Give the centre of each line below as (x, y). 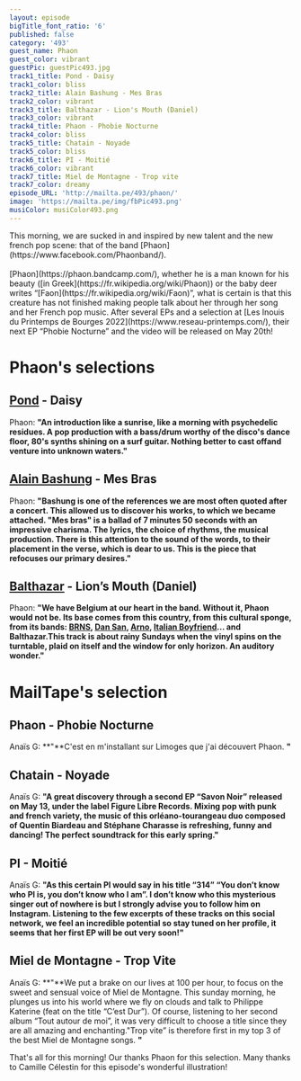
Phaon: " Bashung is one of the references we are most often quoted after (148, 501)
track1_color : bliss (48, 85)
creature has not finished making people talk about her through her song (144, 302)
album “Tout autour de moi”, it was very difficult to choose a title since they (148, 1021)
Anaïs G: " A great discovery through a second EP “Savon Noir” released (146, 797)
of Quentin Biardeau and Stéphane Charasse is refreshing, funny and (141, 826)
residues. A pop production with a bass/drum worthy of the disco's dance (150, 432)
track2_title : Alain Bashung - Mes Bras (86, 93)
